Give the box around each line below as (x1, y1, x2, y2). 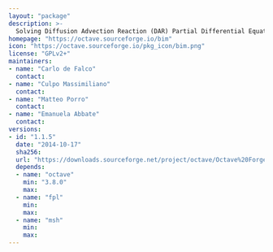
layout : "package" (8, 11, 71, 20)
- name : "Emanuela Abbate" (8, 111, 100, 119)
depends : (15, 163, 45, 172)
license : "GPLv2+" (8, 50, 71, 58)
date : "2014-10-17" (15, 140, 82, 149)
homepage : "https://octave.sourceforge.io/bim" (8, 34, 173, 43)
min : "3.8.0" (23, 178, 67, 187)
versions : (8, 125, 42, 133)
